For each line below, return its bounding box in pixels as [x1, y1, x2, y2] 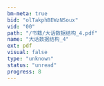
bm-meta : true [7, 10, 48, 17]
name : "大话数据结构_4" [7, 36, 69, 43]
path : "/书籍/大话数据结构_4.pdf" [7, 29, 98, 37]
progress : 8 [7, 68, 41, 75]
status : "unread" [7, 62, 57, 69]
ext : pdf [7, 42, 32, 49]
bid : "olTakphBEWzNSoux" [7, 17, 79, 24]
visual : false [7, 49, 48, 56]
